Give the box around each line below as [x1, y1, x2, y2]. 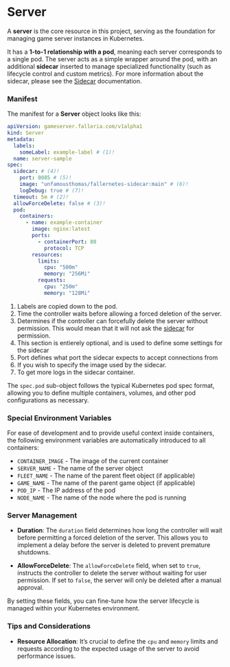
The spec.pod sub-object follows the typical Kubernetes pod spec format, [7, 381, 215, 389]
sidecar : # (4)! [13, 168, 60, 175]
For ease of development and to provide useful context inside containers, [7, 429, 215, 438]
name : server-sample [13, 155, 72, 162]
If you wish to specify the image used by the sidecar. [16, 360, 167, 369]
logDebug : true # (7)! [19, 187, 84, 194]
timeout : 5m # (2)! [13, 194, 69, 201]
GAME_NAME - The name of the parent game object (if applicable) [16, 479, 196, 487]
